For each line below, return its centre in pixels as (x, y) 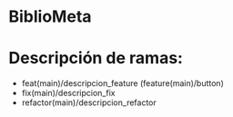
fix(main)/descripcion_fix (68, 93)
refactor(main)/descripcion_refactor (89, 102)
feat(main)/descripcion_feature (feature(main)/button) (123, 83)
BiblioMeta (50, 17)
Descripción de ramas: (96, 58)
